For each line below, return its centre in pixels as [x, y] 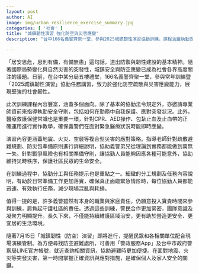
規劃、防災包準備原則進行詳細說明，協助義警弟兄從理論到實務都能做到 [97, 146]
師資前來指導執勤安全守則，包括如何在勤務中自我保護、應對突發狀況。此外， [99, 111]
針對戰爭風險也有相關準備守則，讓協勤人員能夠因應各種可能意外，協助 [107, 154]
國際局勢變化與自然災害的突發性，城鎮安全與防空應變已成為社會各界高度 [99, 69]
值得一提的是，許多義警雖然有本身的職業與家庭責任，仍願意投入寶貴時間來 [97, 201]
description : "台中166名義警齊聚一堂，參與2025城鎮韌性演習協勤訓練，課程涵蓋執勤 [98, 39]
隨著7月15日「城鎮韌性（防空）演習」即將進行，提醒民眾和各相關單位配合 [96, 236]
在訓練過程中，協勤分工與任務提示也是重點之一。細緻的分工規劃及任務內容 [97, 173]
